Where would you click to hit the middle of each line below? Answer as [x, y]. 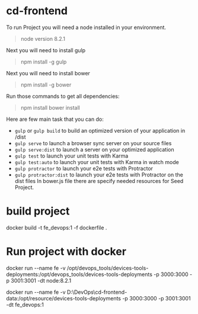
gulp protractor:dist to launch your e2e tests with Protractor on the [99, 174]
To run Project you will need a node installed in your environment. [86, 27]
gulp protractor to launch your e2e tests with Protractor [84, 168]
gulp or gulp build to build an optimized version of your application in [100, 130]
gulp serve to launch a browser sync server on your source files [93, 143]
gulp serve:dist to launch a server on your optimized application [95, 149]
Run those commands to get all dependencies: [63, 96]
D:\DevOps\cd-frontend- [97, 292]
